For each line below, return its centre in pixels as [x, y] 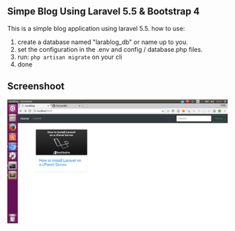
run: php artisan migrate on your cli [70, 57]
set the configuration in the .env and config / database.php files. [110, 49]
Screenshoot [36, 86]
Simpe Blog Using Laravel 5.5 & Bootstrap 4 [104, 12]
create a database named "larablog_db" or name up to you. [103, 42]
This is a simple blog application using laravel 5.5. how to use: [96, 28]
